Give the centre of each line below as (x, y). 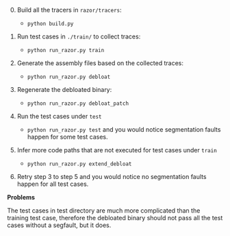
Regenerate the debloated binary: (64, 90)
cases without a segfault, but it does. (59, 225)
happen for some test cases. (67, 137)
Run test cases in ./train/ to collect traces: (79, 36)
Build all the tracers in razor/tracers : (69, 10)
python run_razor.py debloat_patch (78, 104)
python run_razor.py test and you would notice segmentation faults (124, 129)
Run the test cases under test (59, 116)
